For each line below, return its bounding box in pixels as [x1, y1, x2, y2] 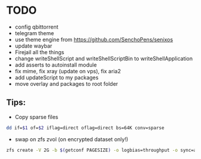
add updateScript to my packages [14, 74, 99, 81]
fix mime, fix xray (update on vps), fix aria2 [14, 67, 121, 74]
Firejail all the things [14, 48, 65, 55]
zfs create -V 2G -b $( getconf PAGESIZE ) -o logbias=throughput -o [6, 147, 178, 153]
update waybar [14, 42, 53, 49]
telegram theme [14, 29, 54, 36]
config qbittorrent [14, 23, 59, 30]
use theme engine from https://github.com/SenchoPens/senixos [14, 36, 173, 43]
